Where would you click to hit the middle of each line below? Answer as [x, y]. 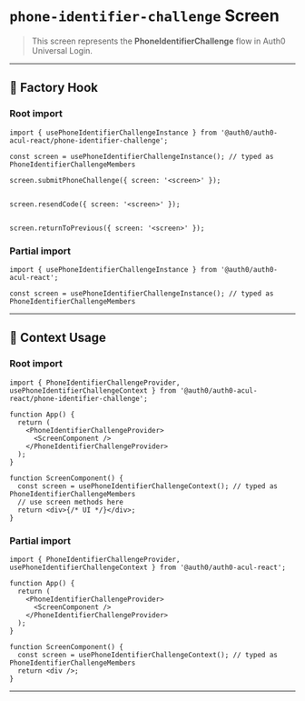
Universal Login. [62, 50]
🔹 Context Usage [58, 338]
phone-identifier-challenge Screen [144, 16]
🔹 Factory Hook [54, 88]
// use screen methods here [71, 502]
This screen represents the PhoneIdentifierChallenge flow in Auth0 [158, 41]
